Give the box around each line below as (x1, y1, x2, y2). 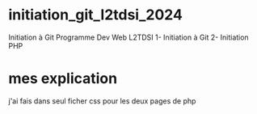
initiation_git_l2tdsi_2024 (8, 6, 183, 24)
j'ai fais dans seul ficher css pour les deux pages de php (8, 95, 196, 106)
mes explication (8, 70, 118, 88)
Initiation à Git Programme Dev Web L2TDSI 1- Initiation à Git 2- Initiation (8, 32, 249, 42)
